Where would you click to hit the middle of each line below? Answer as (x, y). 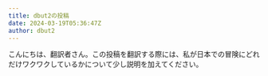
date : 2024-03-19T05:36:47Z (55, 23)
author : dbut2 (32, 30)
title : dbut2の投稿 (39, 16)
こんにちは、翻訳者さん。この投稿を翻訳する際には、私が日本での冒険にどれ (134, 54)
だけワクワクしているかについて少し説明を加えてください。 (106, 64)
